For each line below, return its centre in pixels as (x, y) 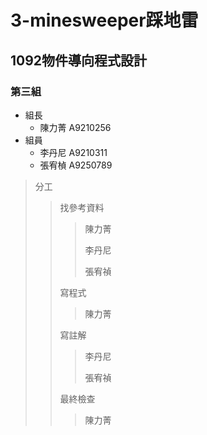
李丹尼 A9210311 (73, 152)
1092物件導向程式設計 (79, 60)
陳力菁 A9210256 (75, 127)
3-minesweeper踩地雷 (104, 20)
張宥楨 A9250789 (76, 165)
